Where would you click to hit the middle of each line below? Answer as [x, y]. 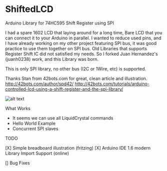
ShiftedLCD [29, 9]
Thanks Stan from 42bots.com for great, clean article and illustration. [76, 78]
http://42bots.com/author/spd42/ [39, 84]
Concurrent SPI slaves [35, 129]
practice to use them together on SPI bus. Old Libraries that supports [76, 48]
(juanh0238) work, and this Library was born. [52, 59]
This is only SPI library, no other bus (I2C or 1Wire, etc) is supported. [76, 69]
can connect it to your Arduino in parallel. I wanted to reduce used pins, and [83, 38]
